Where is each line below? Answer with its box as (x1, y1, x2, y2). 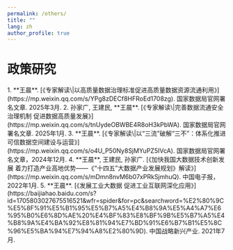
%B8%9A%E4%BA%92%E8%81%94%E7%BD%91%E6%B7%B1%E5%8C (7, 219, 223, 227)
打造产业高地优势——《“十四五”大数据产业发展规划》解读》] (26, 164, 197, 172)
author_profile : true (7, 29, 70, 37)
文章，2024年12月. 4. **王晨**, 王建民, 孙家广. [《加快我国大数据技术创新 (13, 156, 219, 164)
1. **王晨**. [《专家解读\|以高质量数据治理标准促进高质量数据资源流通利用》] (7, 86, 220, 94)
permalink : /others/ (7, 10, 67, 17)
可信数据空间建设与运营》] (7, 138, 80, 147)
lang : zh (7, 23, 33, 30)
